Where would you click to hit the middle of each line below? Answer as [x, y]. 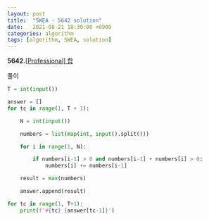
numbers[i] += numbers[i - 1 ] [86, 166]
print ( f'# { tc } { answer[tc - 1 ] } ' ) [67, 210]
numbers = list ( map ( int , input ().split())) [85, 134]
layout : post [26, 14]
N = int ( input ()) [45, 121]
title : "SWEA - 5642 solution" [55, 20]
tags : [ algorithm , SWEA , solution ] [59, 40]
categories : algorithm [40, 33]
